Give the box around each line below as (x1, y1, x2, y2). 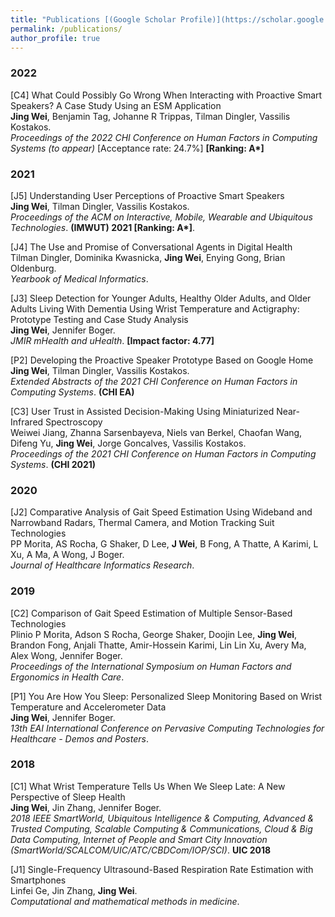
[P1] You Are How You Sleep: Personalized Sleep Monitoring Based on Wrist (10, 690, 323, 702)
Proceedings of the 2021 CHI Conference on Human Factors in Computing (10, 447, 317, 460)
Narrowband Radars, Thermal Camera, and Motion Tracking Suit (10, 517, 275, 529)
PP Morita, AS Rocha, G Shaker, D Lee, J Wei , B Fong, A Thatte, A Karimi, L (10, 538, 319, 550)
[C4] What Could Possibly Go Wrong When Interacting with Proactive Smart (10, 89, 323, 101)
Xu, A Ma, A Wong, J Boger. (10, 549, 125, 561)
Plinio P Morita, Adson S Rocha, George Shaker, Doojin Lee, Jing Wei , (10, 628, 298, 640)
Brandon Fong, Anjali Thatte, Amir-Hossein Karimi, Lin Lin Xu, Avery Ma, (10, 639, 307, 651)
